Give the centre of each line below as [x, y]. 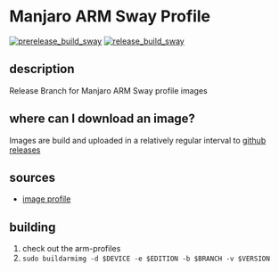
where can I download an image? [103, 119]
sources [33, 177]
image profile [46, 199]
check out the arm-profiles [71, 249]
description [42, 69]
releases [25, 150]
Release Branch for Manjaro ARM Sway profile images [108, 90]
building [33, 227]
